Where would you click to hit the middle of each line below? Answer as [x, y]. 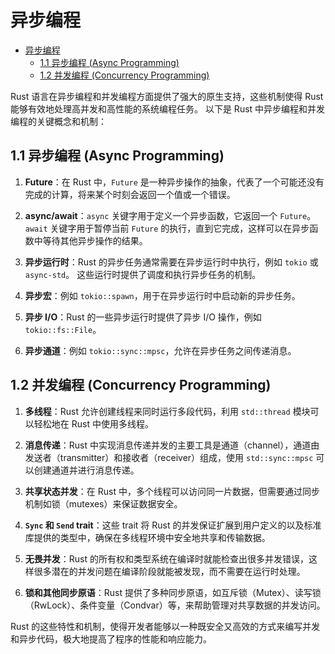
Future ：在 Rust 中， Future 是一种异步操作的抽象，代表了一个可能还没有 [174, 182]
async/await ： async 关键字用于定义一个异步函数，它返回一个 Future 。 [170, 215]
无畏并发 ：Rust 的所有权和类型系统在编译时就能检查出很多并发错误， [166, 558]
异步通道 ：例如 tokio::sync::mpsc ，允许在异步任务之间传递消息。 [160, 350]
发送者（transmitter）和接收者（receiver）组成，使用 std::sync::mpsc [169, 457]
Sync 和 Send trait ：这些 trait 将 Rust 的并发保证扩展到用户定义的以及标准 [173, 525]
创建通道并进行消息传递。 [86, 470]
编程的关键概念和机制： [58, 121]
